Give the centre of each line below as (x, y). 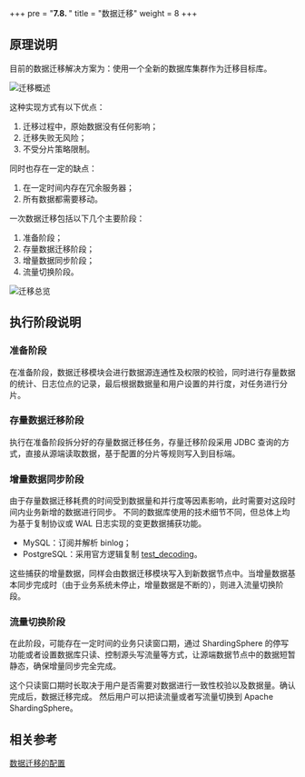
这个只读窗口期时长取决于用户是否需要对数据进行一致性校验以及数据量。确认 (152, 685)
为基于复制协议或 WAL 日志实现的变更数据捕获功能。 (108, 523)
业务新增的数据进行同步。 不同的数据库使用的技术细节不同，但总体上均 (157, 513)
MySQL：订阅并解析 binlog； (77, 543)
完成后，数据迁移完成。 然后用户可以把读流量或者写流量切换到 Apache (142, 697)
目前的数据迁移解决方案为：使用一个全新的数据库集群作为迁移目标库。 (141, 68)
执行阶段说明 (45, 322)
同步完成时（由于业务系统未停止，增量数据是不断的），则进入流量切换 (146, 585)
